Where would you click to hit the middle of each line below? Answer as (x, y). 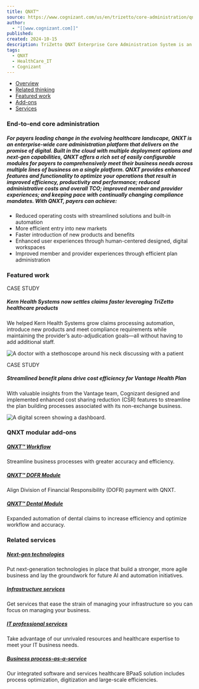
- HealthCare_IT (32, 61)
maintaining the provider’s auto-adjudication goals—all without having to (95, 336)
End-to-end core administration (53, 124)
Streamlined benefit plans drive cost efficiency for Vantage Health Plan (97, 378)
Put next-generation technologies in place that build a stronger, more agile (97, 569)
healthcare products (32, 308)
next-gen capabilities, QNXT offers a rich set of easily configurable (91, 157)
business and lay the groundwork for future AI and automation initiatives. (95, 575)
